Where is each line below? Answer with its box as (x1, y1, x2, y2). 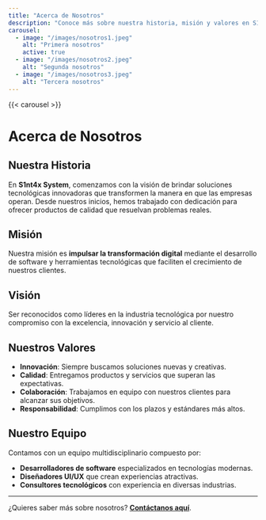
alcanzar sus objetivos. (19, 395, 96, 404)
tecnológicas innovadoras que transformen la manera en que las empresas (8, 188, 253, 198)
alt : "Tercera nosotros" (22, 78, 104, 85)
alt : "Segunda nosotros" (22, 63, 104, 71)
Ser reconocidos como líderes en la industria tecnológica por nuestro (8, 309, 234, 319)
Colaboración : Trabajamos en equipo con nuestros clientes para (19, 387, 231, 397)
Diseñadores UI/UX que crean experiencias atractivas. (19, 472, 199, 481)
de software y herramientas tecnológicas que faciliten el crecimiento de (8, 257, 242, 267)
